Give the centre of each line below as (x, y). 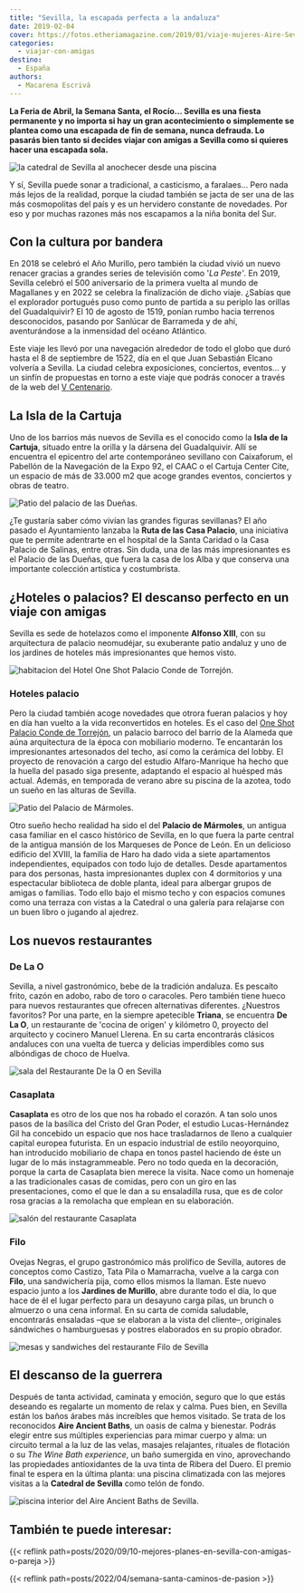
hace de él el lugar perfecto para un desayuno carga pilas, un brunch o (142, 1300)
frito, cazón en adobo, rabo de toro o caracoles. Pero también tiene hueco (147, 996)
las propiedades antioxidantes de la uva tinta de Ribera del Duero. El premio (150, 1464)
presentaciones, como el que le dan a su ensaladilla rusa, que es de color (146, 1192)
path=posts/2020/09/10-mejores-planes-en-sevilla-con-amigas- (171, 1551)
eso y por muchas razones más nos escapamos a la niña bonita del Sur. (143, 213)
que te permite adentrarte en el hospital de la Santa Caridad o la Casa (139, 540)
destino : (26, 60)
